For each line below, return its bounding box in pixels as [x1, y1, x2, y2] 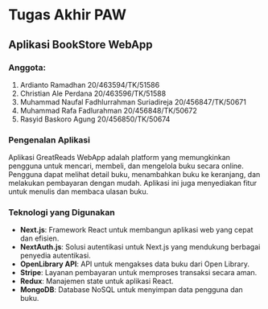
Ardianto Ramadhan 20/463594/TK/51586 [19, 80, 160, 89]
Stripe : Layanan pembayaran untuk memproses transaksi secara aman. [19, 268, 258, 278]
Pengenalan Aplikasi [8, 134, 91, 146]
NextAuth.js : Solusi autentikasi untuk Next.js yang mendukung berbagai [19, 242, 261, 252]
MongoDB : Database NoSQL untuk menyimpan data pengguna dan [19, 285, 243, 295]
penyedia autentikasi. [19, 251, 91, 261]
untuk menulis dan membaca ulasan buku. [8, 187, 149, 196]
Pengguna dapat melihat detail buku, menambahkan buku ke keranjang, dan [8, 170, 261, 179]
